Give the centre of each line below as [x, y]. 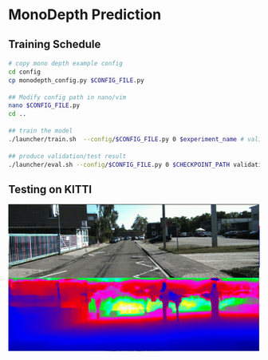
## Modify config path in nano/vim [67, 97]
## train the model [41, 131]
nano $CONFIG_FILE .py [44, 105]
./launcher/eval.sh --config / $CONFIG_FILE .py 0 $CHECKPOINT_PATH [119, 164]
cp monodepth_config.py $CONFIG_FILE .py [77, 80]
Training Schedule [55, 44]
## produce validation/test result [67, 156]
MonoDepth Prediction [85, 15]
